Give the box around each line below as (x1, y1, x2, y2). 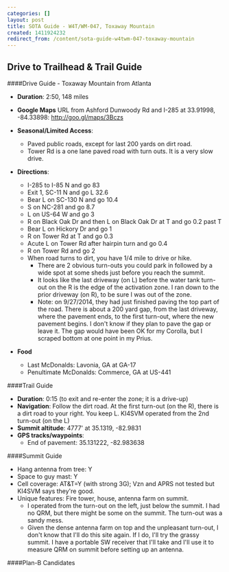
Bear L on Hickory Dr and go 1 (27, 225, 112, 233)
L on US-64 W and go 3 (27, 210, 95, 218)
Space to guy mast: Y (16, 472, 78, 481)
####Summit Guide (7, 451, 63, 460)
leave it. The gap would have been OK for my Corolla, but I (37, 327, 203, 335)
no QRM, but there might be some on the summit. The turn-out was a (27, 509, 223, 517)
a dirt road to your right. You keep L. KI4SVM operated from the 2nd (16, 409, 210, 417)
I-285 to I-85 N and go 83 (27, 181, 100, 189)
